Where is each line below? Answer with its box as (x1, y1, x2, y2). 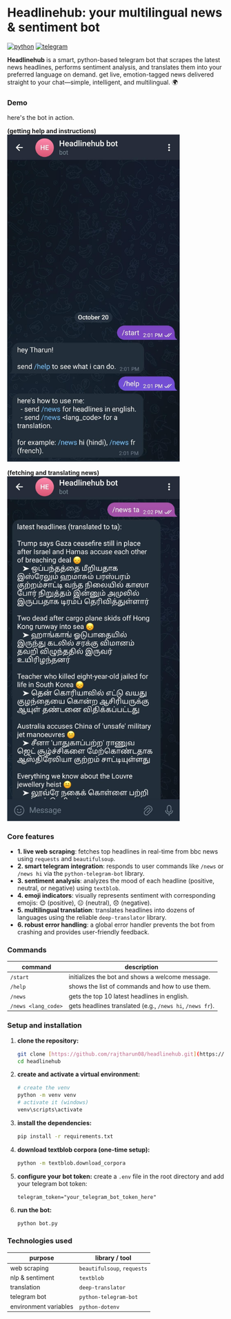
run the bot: (17, 1205, 52, 1214)
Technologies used (7, 1236, 72, 1246)
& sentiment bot (7, 19, 100, 35)
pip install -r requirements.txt (17, 1133, 114, 1140)
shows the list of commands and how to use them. (68, 983, 211, 991)
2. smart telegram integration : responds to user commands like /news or (17, 862, 224, 870)
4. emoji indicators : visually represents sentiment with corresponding (17, 892, 216, 900)
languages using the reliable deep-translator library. (17, 914, 167, 922)
